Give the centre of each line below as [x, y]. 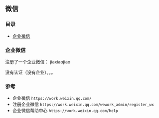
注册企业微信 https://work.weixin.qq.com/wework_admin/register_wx [83, 104]
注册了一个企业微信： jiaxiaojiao [38, 61]
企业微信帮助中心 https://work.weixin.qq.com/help [65, 111]
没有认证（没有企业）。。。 [30, 72]
